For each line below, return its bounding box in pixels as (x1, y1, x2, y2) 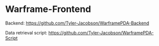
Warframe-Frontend (5, 3, 92, 15)
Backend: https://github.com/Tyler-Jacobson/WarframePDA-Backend (5, 20, 149, 26)
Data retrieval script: (5, 29, 48, 35)
